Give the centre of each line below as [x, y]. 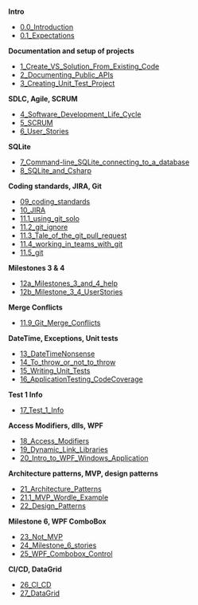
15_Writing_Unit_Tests [55, 371]
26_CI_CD [35, 585]
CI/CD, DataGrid [35, 569]
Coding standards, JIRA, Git [55, 186]
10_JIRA [33, 210]
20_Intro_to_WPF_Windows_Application [84, 458]
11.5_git [31, 252]
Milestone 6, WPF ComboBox [57, 521]
